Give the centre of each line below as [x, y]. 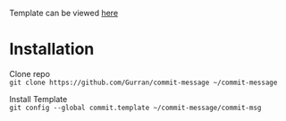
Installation [52, 49]
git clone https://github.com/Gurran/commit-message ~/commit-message [143, 82]
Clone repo [30, 73]
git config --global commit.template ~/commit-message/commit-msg [135, 108]
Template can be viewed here [64, 13]
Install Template [38, 99]
